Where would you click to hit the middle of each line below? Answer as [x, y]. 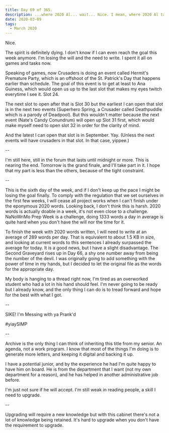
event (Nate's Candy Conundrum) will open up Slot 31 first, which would [80, 120]
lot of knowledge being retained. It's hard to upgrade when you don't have [82, 420]
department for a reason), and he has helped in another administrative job [82, 375]
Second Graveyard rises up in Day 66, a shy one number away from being [82, 253]
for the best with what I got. [34, 295]
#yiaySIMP [16, 324]
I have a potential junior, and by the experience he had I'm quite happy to [81, 364]
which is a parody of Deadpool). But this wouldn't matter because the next [82, 115]
